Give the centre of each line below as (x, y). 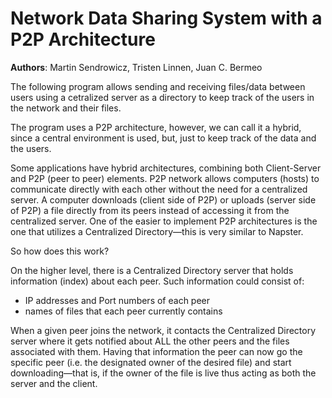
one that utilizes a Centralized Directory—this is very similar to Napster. (157, 231)
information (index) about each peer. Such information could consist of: (157, 281)
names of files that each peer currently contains (123, 311)
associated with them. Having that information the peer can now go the (156, 351)
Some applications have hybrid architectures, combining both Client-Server (166, 168)
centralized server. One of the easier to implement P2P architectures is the (164, 221)
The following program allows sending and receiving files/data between (158, 86)
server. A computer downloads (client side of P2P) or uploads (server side (163, 199)
